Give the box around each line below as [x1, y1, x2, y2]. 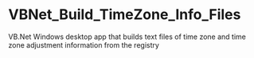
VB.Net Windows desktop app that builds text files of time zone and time [8, 32, 247, 41]
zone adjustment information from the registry [8, 40, 159, 49]
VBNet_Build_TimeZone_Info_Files [8, 6, 241, 24]
